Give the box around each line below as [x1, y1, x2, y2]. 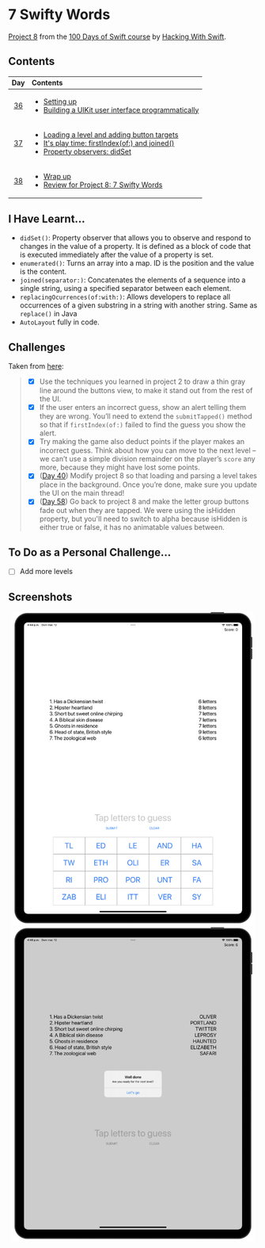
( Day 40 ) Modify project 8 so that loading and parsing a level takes [39, 471, 257, 480]
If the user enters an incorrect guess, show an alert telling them [39, 403, 247, 412]
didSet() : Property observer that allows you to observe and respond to [19, 233, 252, 243]
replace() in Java [19, 309, 78, 319]
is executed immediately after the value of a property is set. [19, 250, 214, 259]
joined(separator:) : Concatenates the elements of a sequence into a [19, 275, 246, 285]
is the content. [19, 267, 67, 277]
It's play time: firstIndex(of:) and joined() [43, 138, 175, 147]
